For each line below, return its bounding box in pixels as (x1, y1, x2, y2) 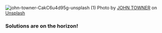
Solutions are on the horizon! (5, 22, 78, 29)
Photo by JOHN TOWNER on (97, 5, 157, 10)
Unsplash (5, 10, 25, 16)
